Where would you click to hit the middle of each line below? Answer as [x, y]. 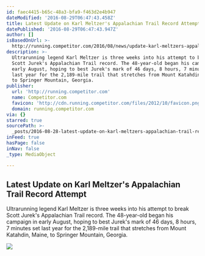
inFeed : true [23, 137]
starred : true [24, 120]
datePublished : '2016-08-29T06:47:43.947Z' [63, 29]
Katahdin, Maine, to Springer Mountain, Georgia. [67, 235]
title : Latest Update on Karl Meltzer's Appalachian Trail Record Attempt [103, 23]
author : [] [20, 35]
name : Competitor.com [39, 97]
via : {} [16, 115]
